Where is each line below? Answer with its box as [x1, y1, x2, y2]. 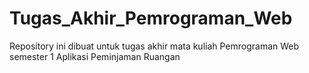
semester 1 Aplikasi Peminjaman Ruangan [9, 50, 181, 62]
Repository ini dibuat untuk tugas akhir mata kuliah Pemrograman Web [9, 40, 300, 52]
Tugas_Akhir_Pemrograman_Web [9, 7, 293, 30]
